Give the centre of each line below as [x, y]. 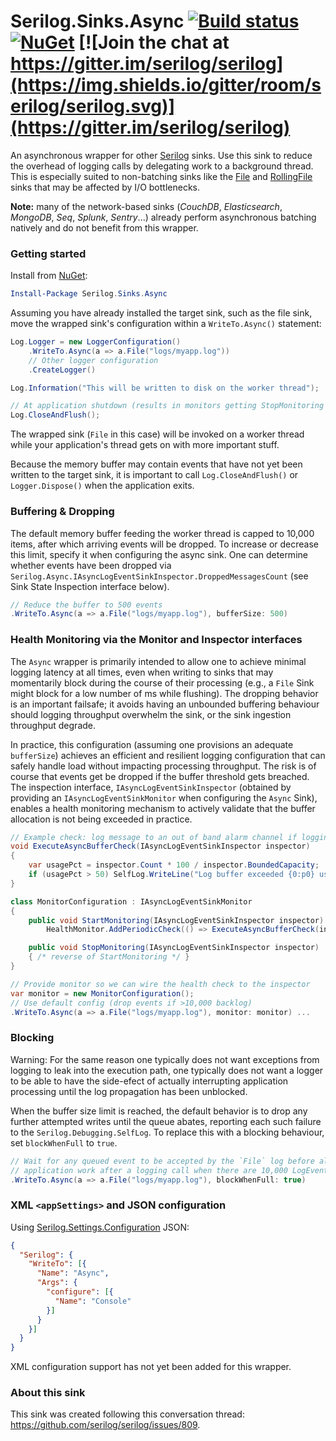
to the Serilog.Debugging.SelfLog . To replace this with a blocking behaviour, [167, 1132]
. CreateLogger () [62, 370]
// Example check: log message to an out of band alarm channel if [154, 837]
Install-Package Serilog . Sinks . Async [89, 294]
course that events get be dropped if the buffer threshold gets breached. [160, 776]
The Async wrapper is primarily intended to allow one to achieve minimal [158, 661]
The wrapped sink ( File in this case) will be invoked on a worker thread [157, 434]
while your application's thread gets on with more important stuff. [145, 445]
